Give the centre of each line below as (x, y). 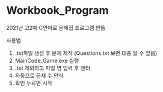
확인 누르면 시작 (33, 83)
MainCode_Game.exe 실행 (47, 60)
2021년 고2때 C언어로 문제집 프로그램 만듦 (56, 27)
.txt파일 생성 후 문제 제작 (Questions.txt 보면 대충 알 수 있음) (86, 53)
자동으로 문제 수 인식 (39, 75)
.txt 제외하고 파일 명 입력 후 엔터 (53, 68)
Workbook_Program (57, 10)
